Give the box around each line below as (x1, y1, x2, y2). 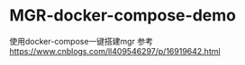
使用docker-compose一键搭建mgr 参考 (9, 36, 153, 46)
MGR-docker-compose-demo (9, 5, 237, 26)
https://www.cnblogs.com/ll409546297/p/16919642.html (9, 45, 221, 56)
